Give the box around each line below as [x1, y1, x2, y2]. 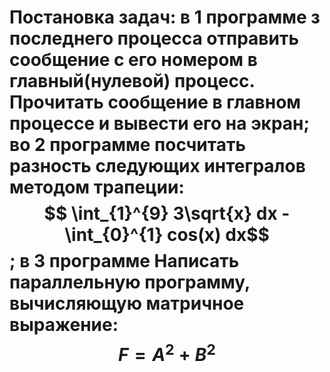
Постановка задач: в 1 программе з [9, 6, 321, 29]
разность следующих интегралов [9, 155, 306, 178]
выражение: [9, 314, 119, 336]
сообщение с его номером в [9, 49, 258, 71]
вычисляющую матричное [9, 292, 245, 315]
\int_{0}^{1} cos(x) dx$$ [64, 224, 270, 246]
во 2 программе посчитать [9, 134, 246, 156]
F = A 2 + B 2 [117, 340, 216, 366]
